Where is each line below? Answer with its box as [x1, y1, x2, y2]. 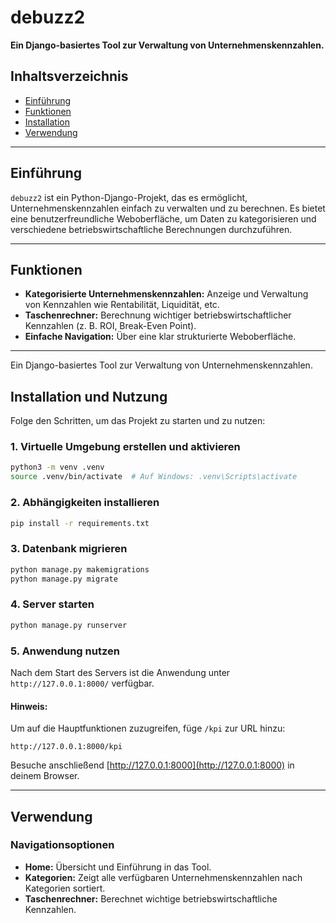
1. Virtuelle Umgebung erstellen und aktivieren [10, 440, 241, 454]
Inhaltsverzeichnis [10, 68, 129, 85]
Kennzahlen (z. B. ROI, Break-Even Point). [24, 320, 197, 332]
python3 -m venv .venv [10, 462, 105, 473]
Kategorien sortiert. [24, 882, 106, 894]
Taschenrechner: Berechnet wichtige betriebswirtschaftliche [24, 892, 278, 905]
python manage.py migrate [10, 574, 118, 584]
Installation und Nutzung [10, 388, 168, 405]
